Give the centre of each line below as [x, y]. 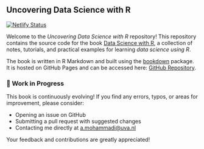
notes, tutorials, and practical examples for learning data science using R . [99, 49]
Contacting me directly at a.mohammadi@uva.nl [75, 128]
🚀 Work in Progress [35, 83]
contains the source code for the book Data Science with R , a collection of [100, 43]
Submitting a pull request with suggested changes [78, 122]
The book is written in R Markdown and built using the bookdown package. [100, 61]
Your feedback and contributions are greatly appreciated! [78, 140]
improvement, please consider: [45, 103]
